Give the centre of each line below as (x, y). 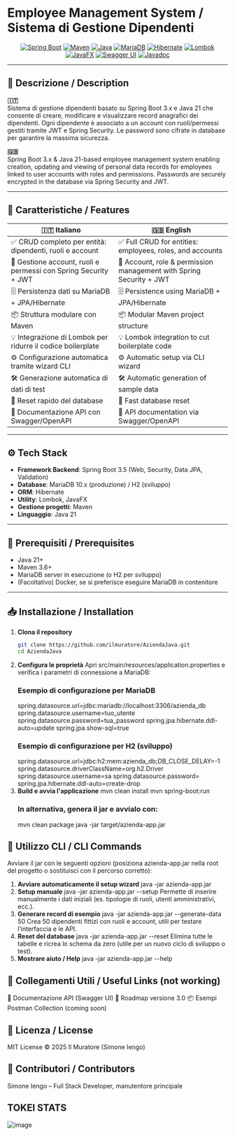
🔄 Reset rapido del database (57, 401)
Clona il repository (45, 632)
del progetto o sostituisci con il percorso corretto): (80, 871)
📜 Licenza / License (50, 1030)
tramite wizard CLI (41, 366)
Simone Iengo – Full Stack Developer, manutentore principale (95, 1086)
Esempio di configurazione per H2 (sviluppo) (95, 746)
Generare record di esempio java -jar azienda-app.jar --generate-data (119, 914)
